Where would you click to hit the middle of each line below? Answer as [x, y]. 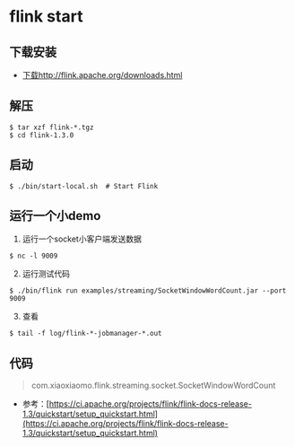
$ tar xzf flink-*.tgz [52, 127]
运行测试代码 [46, 274]
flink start [46, 17]
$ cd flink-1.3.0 [42, 135]
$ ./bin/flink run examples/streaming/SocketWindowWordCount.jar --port [148, 291]
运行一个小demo [55, 216]
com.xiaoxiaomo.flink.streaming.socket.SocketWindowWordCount [153, 386]
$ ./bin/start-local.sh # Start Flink [84, 186]
